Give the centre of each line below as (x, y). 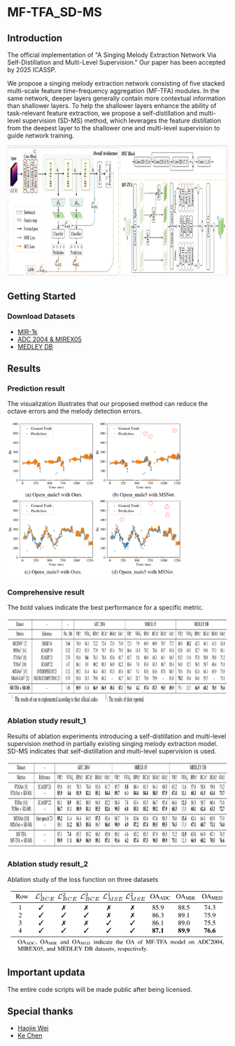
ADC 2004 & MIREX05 (49, 339)
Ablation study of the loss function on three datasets (83, 879)
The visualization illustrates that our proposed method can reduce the (108, 404)
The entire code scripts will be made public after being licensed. (100, 989)
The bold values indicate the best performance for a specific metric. (106, 608)
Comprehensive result (46, 592)
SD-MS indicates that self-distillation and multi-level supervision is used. (112, 751)
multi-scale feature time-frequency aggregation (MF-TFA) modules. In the (114, 91)
